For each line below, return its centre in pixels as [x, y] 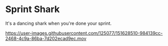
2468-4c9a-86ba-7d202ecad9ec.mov [46, 38]
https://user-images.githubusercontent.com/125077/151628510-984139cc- [84, 33]
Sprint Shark [33, 9]
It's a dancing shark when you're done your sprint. [58, 23]
